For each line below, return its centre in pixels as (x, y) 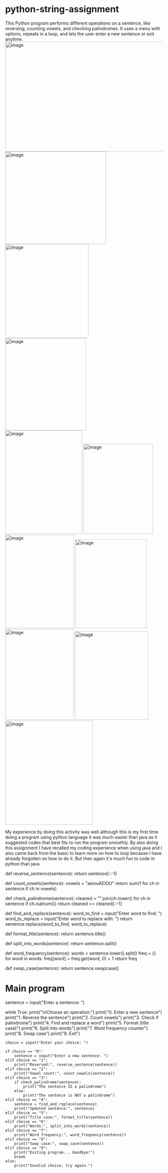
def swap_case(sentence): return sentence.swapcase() (62, 968)
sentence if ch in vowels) (31, 889)
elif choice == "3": (27, 1078)
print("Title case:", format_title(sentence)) (63, 1117)
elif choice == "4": (27, 1100)
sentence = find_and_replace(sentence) (56, 1104)
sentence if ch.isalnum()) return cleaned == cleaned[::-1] (64, 904)
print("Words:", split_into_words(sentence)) (62, 1126)
